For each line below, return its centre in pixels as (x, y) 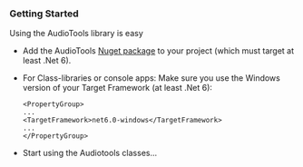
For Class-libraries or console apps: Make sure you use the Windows (151, 78)
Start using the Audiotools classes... (90, 153)
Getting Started (44, 14)
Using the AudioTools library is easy (76, 34)
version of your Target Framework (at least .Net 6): (117, 88)
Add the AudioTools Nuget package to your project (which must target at (158, 51)
